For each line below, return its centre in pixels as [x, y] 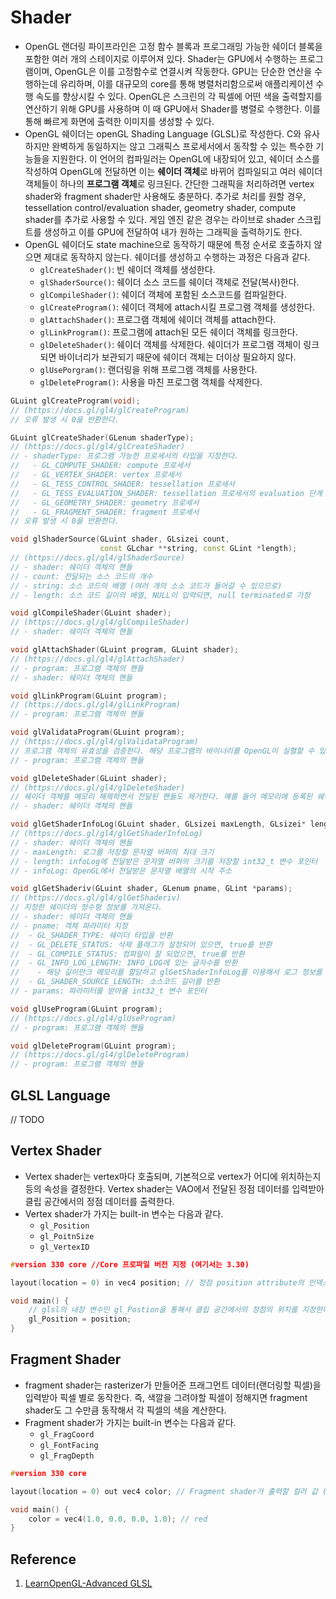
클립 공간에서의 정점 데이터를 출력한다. [99, 1201]
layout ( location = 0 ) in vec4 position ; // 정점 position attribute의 [157, 1282]
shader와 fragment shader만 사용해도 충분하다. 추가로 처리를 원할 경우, [165, 196]
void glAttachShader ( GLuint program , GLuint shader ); [125, 650]
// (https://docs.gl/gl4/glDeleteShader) [98, 787]
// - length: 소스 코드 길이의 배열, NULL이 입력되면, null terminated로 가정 [160, 595]
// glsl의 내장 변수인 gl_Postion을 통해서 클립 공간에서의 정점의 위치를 [163, 1310]
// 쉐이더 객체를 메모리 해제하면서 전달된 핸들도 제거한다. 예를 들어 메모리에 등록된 [161, 797]
